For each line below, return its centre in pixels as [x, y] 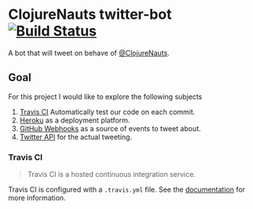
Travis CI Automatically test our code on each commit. [107, 112]
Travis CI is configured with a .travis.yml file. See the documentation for [127, 189]
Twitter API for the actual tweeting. [75, 137]
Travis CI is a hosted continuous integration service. [112, 174]
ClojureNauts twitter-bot [90, 15]
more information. [37, 198]
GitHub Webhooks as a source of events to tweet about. [110, 128]
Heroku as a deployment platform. [75, 120]
